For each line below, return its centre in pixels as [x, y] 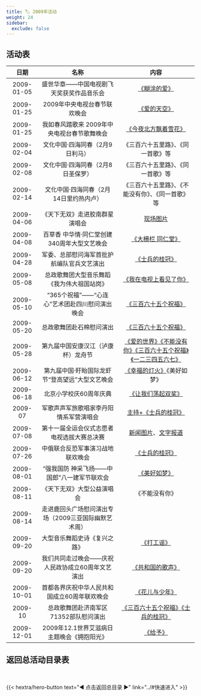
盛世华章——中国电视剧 [75, 84]
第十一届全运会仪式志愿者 [78, 428]
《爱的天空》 [156, 109]
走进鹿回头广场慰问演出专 [78, 509]
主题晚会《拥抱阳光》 [78, 637]
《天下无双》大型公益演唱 [78, 489]
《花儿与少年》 [156, 592]
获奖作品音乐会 [84, 93]
